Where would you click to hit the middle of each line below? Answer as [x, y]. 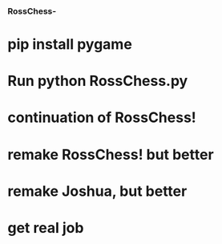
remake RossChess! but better [111, 155]
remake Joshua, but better [97, 191]
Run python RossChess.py [98, 81]
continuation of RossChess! [102, 118]
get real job [46, 228]
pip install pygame [70, 45]
